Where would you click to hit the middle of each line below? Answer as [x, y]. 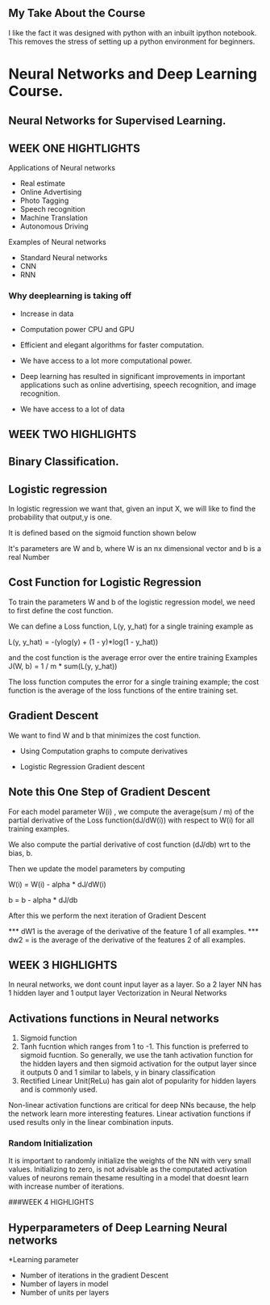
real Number [29, 558]
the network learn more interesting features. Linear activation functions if [130, 1113]
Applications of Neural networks [62, 168]
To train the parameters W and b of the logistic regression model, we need [132, 602]
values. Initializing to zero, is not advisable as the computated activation [128, 1169]
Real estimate [43, 183]
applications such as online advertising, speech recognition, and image [138, 385]
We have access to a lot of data [72, 409]
